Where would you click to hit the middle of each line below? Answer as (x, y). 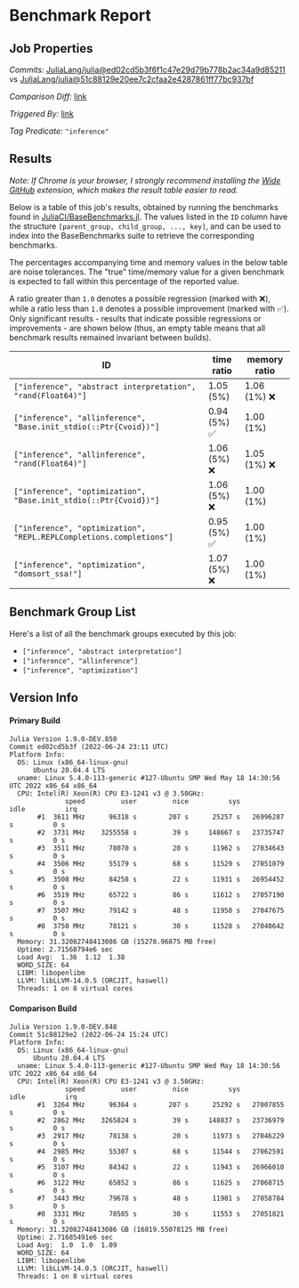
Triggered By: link (41, 114)
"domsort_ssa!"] (48, 574)
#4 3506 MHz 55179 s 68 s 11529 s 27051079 (161, 864)
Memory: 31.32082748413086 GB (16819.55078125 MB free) (123, 1230)
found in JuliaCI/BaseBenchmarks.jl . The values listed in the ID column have (149, 216)
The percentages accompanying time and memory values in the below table (149, 262)
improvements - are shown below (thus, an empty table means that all (137, 328)
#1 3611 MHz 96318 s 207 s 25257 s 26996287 (161, 817)
